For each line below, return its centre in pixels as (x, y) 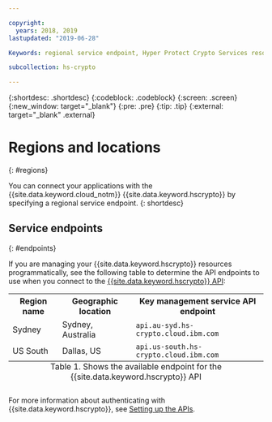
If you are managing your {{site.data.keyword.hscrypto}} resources (120, 264)
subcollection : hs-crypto (52, 67)
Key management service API (198, 301)
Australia (79, 334)
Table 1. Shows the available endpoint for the (136, 366)
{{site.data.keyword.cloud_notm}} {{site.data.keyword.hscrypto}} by (122, 195)
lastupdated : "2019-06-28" (54, 38)
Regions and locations (85, 148)
